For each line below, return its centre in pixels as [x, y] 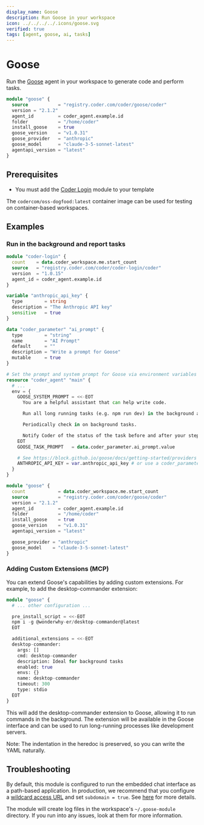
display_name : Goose [32, 12]
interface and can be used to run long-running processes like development [100, 725]
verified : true [25, 29]
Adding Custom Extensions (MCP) [58, 569]
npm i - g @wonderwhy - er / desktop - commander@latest [76, 622]
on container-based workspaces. [48, 207]
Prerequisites [32, 175]
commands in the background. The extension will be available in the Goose [100, 719]
